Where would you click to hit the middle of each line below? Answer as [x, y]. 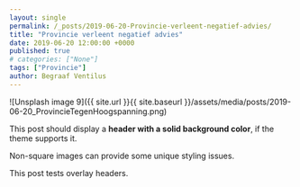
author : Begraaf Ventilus [58, 76]
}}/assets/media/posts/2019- [237, 102]
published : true [40, 51]
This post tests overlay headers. [69, 173]
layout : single [38, 18]
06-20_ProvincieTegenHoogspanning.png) [88, 111]
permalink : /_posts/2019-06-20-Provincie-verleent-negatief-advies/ [141, 26]
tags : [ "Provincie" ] [48, 68]
